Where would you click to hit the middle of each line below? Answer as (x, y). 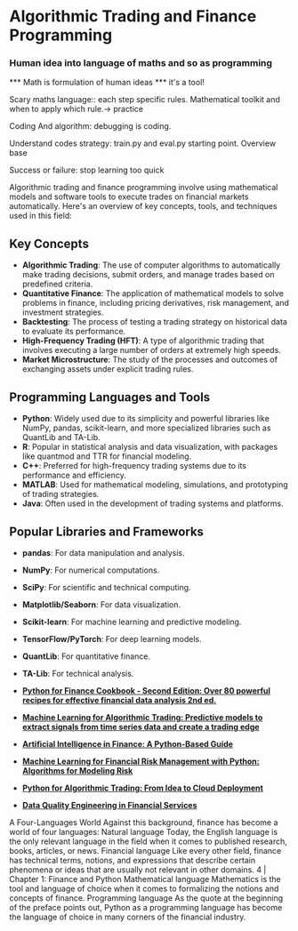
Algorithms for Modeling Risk (77, 770)
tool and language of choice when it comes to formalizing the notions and (144, 888)
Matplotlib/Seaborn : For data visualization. (101, 604)
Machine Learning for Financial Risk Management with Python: (141, 761)
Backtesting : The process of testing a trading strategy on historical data (154, 322)
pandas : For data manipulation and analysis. (103, 552)
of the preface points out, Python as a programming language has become (146, 907)
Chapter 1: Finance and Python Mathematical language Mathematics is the (145, 879)
